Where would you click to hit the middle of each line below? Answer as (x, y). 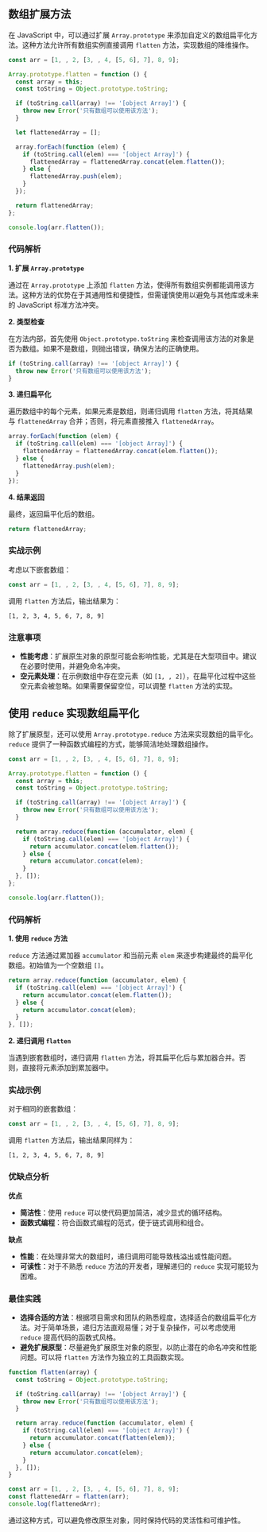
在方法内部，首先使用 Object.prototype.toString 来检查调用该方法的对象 (128, 338)
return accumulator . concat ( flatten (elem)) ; (103, 1438)
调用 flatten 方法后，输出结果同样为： (72, 1140)
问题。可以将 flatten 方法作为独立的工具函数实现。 (104, 1357)
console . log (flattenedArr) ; (55, 1504)
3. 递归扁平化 (30, 394)
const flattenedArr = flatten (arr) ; (69, 1497)
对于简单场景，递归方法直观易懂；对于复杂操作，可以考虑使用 (135, 1327)
